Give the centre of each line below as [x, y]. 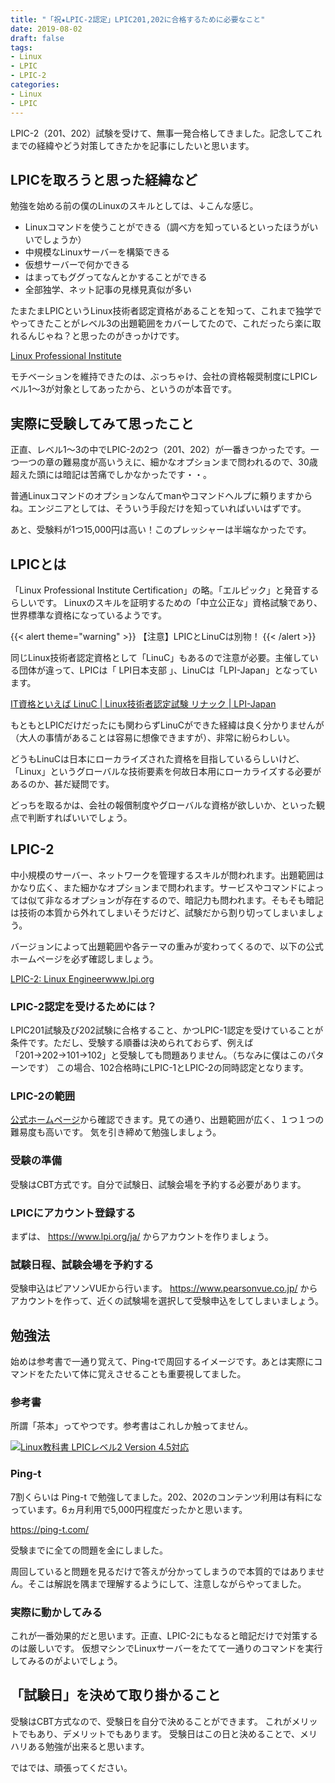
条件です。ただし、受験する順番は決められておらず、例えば [132, 1043]
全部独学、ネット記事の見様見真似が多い [108, 290]
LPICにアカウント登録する [73, 1213]
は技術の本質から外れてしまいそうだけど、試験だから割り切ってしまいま [159, 912]
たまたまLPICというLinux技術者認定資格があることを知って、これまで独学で [166, 311]
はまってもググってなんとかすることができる [116, 277]
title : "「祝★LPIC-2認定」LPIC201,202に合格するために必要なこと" [138, 19]
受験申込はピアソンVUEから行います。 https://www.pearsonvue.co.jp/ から [164, 1288]
